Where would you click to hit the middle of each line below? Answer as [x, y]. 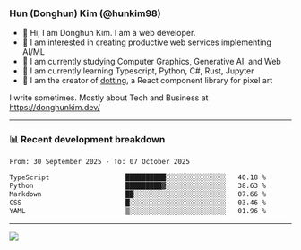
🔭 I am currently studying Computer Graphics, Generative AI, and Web [152, 62]
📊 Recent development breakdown [87, 140]
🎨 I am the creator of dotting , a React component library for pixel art [147, 81]
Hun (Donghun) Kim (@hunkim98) [85, 13]
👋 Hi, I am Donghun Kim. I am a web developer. [109, 33]
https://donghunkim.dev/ [55, 108]
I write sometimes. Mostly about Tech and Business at [109, 98]
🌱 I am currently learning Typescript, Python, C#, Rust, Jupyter [138, 71]
